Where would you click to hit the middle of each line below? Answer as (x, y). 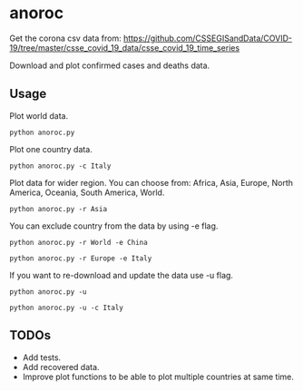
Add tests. (42, 357)
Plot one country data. (51, 149)
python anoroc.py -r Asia (58, 209)
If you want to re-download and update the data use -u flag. (122, 275)
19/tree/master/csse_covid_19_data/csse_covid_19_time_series (125, 47)
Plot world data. (39, 115)
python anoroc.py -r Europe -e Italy (81, 258)
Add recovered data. (61, 367)
